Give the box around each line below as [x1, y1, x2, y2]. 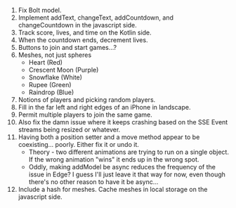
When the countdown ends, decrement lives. [18, 36, 148, 44]
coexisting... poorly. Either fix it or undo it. [18, 141, 140, 148]
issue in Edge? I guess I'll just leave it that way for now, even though [28, 170, 225, 178]
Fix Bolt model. [18, 6, 62, 14]
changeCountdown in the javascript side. [18, 21, 138, 29]
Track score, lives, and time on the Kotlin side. [18, 28, 152, 37]
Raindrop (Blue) [28, 88, 74, 96]
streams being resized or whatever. [18, 126, 121, 134]
